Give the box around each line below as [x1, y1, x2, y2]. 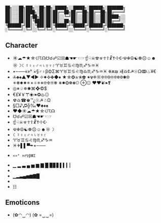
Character [5, 41, 38, 50]
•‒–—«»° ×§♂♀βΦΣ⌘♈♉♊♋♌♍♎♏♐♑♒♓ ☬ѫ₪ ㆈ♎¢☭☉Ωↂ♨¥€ [12, 68, 156, 74]
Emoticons [5, 198, 40, 207]
